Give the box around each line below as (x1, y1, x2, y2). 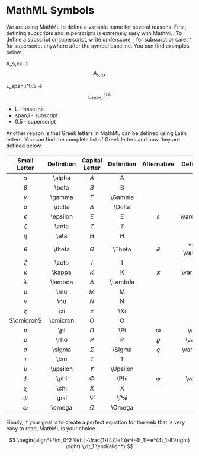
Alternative (142, 160, 175, 168)
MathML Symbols (6, 4, 95, 17)
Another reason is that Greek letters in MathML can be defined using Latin (6, 130, 187, 137)
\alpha (53, 174, 71, 182)
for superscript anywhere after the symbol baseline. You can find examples (6, 42, 190, 49)
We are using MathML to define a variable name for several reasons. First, (6, 23, 187, 30)
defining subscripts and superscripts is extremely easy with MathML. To (6, 29, 182, 36)
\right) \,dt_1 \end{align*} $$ (65, 443, 134, 450)
